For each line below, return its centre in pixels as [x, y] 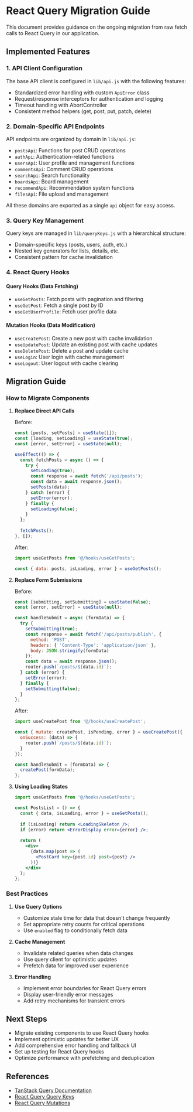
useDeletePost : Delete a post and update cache [71, 350]
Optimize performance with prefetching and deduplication [85, 1058]
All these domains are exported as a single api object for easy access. [91, 205]
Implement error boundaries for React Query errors [85, 988]
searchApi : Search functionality [52, 175]
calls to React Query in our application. [53, 33]
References [27, 1076]
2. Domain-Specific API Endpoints [55, 126]
